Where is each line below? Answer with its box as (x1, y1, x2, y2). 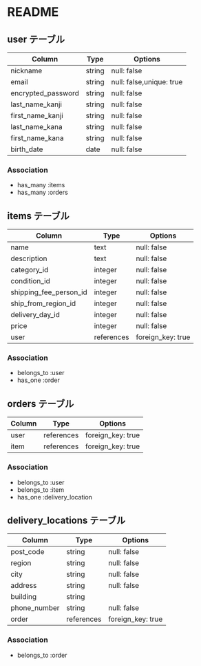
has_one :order (17, 376, 60, 384)
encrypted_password (10, 88, 79, 97)
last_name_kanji (10, 99, 62, 109)
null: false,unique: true (111, 77, 183, 86)
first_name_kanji (10, 111, 63, 120)
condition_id (10, 276, 50, 286)
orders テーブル (7, 398, 74, 410)
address (10, 581, 37, 591)
